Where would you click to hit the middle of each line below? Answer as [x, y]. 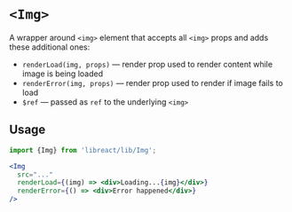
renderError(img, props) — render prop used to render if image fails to [153, 82]
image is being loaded [63, 74]
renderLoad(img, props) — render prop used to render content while [147, 64]
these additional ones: [50, 47]
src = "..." [35, 175]
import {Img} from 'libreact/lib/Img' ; [83, 150]
